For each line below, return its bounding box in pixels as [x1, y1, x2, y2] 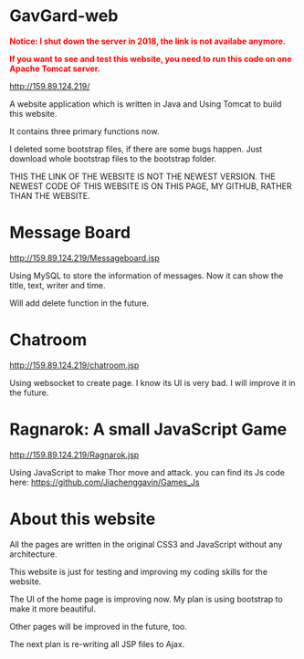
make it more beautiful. [9, 603, 97, 614]
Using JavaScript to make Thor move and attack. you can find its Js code [9, 466, 286, 477]
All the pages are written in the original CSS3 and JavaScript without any [9, 539, 283, 549]
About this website [9, 508, 156, 529]
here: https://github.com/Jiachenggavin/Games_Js [9, 476, 200, 487]
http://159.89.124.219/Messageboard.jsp [9, 252, 160, 263]
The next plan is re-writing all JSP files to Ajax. [9, 638, 185, 649]
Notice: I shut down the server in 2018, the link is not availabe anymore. [9, 36, 286, 47]
